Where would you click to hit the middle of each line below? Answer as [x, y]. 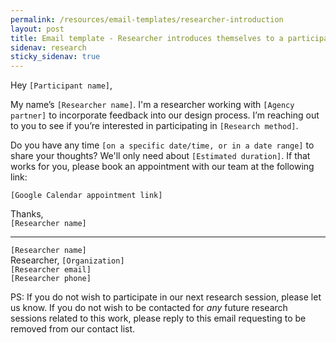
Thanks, [27, 214]
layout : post [37, 29]
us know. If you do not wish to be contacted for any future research [149, 308]
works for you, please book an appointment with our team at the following [162, 167]
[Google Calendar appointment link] [86, 196]
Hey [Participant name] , [61, 85]
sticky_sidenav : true [55, 57]
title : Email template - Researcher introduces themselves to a [147, 38]
